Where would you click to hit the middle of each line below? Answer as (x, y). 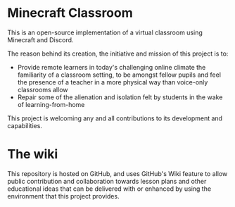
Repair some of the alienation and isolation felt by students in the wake (120, 97)
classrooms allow (43, 89)
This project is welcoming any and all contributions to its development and (115, 118)
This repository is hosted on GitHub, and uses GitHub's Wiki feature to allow (118, 173)
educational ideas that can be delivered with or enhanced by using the (109, 189)
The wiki (33, 155)
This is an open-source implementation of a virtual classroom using (105, 32)
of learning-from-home (51, 104)
